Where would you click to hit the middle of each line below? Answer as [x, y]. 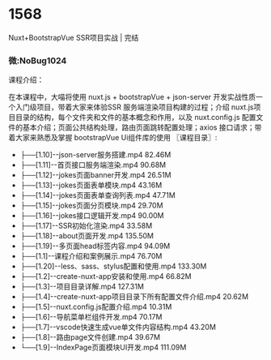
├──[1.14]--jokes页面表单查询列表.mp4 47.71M [97, 195]
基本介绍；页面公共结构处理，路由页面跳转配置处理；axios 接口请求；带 [142, 127]
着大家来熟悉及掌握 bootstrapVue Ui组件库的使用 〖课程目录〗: [113, 138]
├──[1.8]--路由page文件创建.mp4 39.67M [90, 337]
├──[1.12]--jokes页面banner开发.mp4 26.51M [95, 175]
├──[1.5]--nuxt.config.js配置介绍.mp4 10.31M [96, 307]
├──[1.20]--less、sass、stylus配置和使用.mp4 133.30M [113, 266]
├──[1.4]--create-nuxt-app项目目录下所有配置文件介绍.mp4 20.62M [134, 297]
